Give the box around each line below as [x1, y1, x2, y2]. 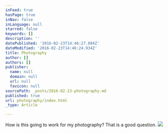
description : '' [5, 36, 40, 41]
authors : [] [5, 60, 31, 65]
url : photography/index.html [5, 98, 68, 103]
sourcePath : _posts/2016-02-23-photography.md [5, 88, 107, 94]
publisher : [5, 64, 29, 70]
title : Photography [5, 50, 47, 55]
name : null [10, 70, 33, 75]
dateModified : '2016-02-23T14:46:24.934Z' [5, 46, 97, 51]
